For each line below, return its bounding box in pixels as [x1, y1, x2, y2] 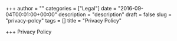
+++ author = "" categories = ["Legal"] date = [5, 5, 117, 12]
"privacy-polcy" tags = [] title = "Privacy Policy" [5, 17, 122, 24]
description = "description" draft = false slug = [58, 11, 172, 18]
